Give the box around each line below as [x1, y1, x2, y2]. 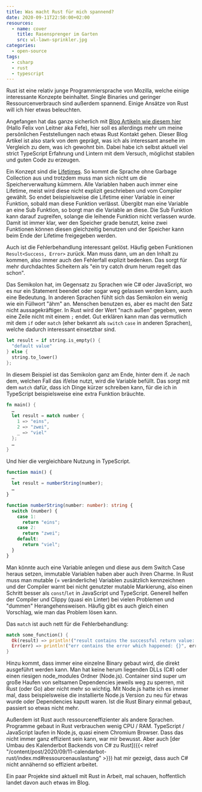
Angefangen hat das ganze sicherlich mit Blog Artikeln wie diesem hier [6, 118, 182, 125]
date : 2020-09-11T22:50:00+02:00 [6, 14, 90, 20]
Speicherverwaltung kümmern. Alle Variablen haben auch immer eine [6, 181, 179, 188]
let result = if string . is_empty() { [6, 338, 101, 344]
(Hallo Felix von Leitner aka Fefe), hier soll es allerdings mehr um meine [6, 124, 183, 131]
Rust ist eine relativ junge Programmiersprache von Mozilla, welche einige [6, 87, 189, 94]
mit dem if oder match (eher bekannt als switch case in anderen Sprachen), [6, 319, 192, 327]
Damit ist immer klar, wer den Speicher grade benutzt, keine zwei [6, 219, 168, 227]
